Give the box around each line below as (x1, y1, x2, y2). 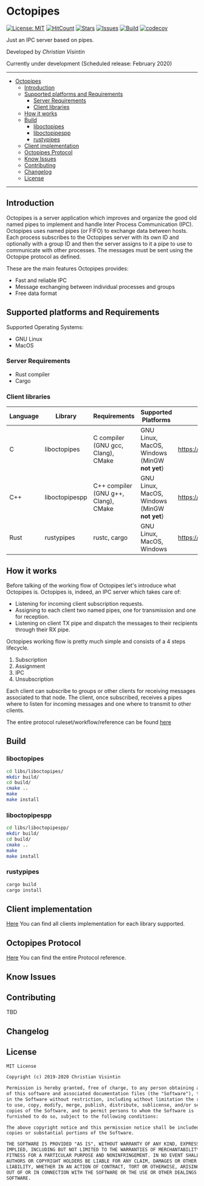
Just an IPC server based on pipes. (6, 36, 94, 43)
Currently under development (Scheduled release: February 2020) (6, 60, 172, 67)
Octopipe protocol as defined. (6, 253, 81, 260)
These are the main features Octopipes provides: (6, 265, 129, 272)
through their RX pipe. (15, 626, 71, 633)
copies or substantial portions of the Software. (6, 1130, 135, 1136)
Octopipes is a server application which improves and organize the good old (6, 214, 197, 221)
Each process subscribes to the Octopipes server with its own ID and (6, 233, 179, 241)
